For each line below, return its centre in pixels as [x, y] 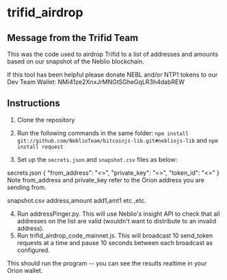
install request [40, 147]
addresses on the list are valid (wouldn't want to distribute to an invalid [117, 221]
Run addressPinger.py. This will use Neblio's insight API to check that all [118, 214]
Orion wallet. [25, 270]
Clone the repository [46, 120]
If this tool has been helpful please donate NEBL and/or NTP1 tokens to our [112, 74]
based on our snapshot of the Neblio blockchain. [76, 61]
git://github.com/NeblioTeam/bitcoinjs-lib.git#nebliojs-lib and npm [118, 140]
